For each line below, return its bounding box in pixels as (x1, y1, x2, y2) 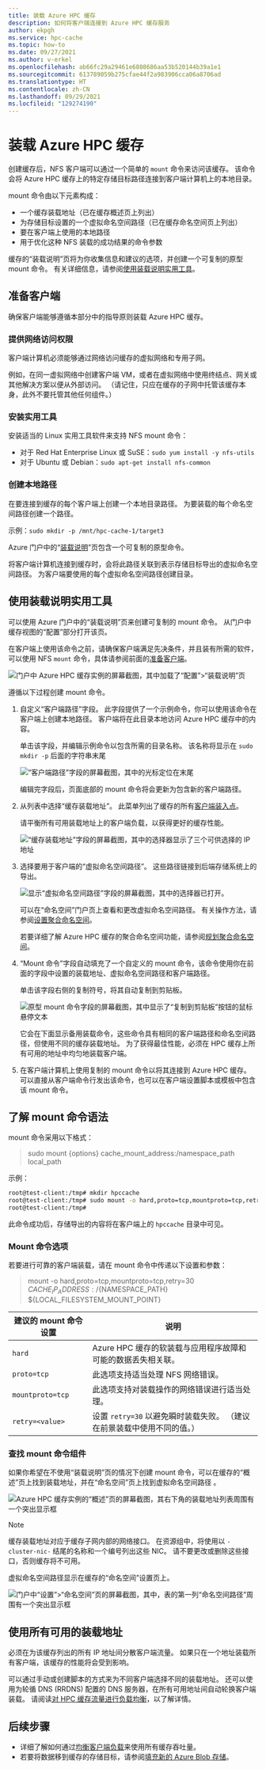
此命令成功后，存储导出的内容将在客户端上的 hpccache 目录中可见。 (8, 1220, 228, 1229)
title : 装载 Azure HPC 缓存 (8, 11, 97, 20)
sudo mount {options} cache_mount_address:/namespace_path (27, 1148, 235, 1158)
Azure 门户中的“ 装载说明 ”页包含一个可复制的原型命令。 (8, 542, 188, 552)
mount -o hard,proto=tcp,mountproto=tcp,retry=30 (27, 1276, 195, 1286)
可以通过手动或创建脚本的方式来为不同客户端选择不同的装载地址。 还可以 (8, 1675, 246, 1684)
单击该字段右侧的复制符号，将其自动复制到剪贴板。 (19, 985, 187, 994)
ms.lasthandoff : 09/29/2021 (8, 93, 101, 101)
